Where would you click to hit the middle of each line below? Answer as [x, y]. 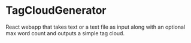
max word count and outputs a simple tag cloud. [65, 33]
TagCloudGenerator [56, 10]
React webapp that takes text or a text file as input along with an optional [95, 27]
